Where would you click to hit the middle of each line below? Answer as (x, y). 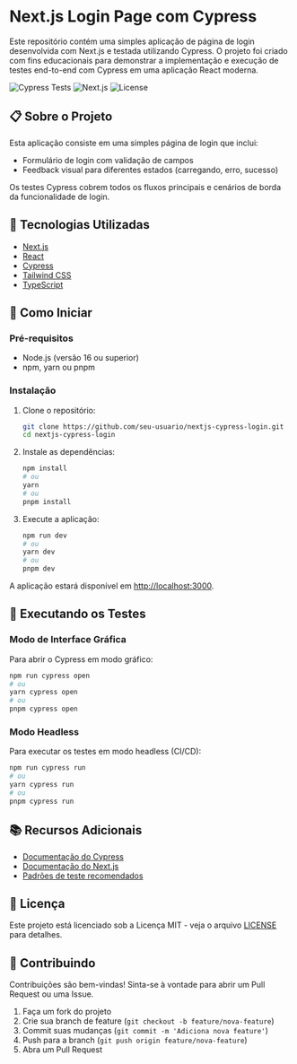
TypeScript (43, 284)
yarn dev (39, 552)
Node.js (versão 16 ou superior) (80, 358)
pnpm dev (39, 569)
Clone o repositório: (59, 410)
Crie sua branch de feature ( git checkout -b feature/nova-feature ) (148, 1021)
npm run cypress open (50, 676)
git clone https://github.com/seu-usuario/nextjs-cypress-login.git (153, 427)
